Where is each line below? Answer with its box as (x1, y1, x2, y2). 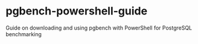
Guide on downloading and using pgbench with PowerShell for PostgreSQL (5, 24, 193, 31)
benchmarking (5, 30, 42, 37)
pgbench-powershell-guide (5, 4, 148, 18)
